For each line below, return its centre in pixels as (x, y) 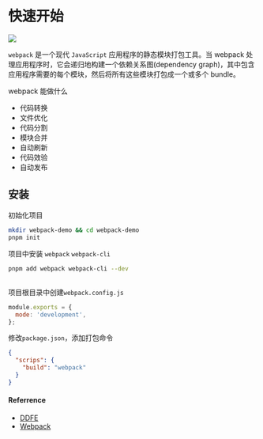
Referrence (27, 400)
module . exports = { (40, 307)
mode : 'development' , (51, 314)
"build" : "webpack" (54, 368)
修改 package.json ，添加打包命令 (60, 338)
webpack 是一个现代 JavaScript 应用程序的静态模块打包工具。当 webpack (126, 54)
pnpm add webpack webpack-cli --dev (68, 269)
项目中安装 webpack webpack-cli (59, 253)
